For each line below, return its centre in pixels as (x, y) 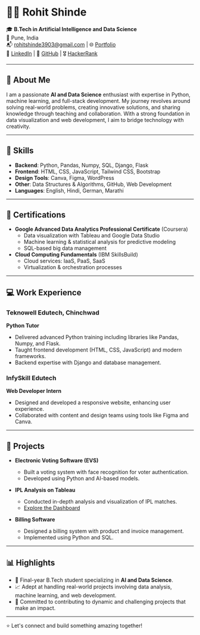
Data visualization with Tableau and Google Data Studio (92, 236)
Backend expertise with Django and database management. (88, 363)
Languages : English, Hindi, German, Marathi (69, 190)
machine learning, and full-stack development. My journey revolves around (98, 100)
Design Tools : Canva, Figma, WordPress (64, 178)
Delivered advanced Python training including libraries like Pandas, (97, 337)
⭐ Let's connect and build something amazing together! (74, 625)
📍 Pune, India (22, 38)
